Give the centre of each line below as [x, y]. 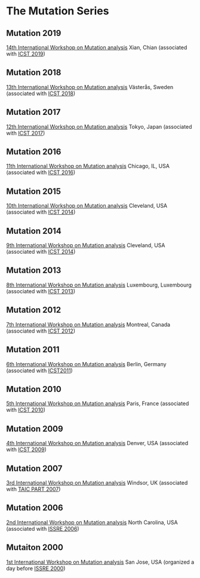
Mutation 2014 [34, 231]
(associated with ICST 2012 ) [41, 331]
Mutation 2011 [33, 350]
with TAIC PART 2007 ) [33, 489]
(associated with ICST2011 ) [39, 370]
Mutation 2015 [34, 191]
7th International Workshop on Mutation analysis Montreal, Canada [88, 324]
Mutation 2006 [35, 508]
